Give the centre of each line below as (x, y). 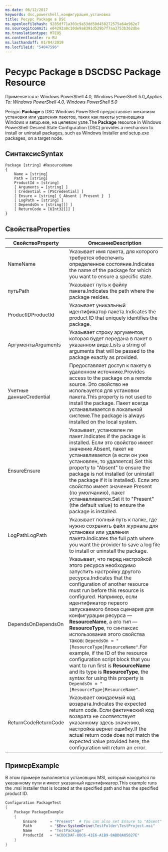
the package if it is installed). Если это (114, 480)
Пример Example (32, 766)
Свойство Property (36, 243)
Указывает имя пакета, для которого (114, 252)
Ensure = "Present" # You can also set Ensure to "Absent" (93, 821)
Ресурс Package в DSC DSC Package (83, 72)
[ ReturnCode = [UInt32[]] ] (44, 209)
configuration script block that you (109, 660)
